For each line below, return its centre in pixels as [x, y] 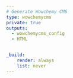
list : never [31, 66]
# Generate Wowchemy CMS [37, 12]
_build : [16, 55]
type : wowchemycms [29, 17]
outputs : [17, 28]
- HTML [20, 39]
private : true [24, 22]
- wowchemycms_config [38, 34]
